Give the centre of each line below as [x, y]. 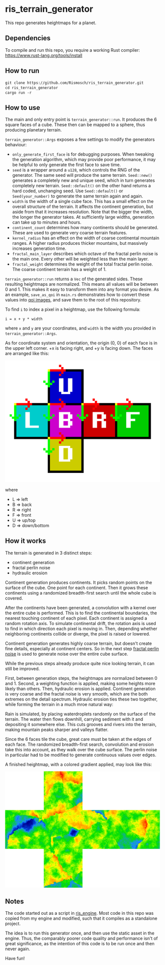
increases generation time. [39, 249]
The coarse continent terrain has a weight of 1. [59, 269]
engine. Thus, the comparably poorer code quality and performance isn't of [82, 938]
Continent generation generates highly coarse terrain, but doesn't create [79, 643]
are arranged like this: [27, 354]
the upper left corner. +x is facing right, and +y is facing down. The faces [79, 348]
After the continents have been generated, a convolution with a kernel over [81, 607]
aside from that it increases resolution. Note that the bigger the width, [82, 212]
